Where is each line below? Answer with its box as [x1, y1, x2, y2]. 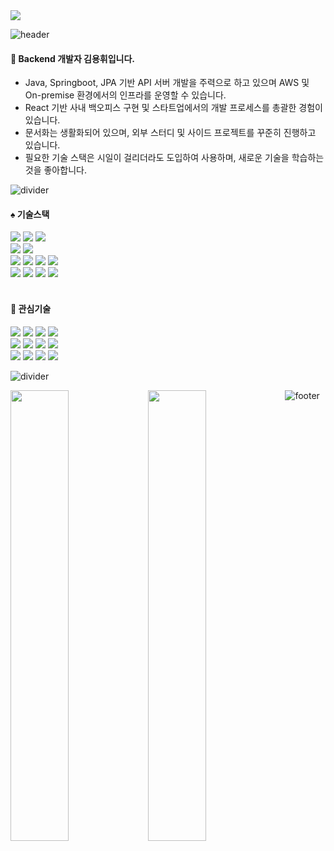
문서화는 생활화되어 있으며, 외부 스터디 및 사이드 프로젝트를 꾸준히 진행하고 [24, 127, 317, 139]
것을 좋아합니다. [24, 164, 87, 176]
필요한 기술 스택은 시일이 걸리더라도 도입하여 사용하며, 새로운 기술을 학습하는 [24, 152, 325, 164]
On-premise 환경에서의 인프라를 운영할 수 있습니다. [24, 89, 227, 101]
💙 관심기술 [10, 303, 52, 314]
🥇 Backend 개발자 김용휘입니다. [10, 52, 136, 64]
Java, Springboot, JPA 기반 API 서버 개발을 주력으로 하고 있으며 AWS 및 [24, 77, 310, 89]
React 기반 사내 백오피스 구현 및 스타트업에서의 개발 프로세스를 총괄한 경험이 [24, 102, 323, 114]
